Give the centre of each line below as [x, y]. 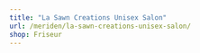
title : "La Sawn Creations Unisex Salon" [88, 18]
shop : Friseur [36, 34]
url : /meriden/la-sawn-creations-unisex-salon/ [100, 26]
